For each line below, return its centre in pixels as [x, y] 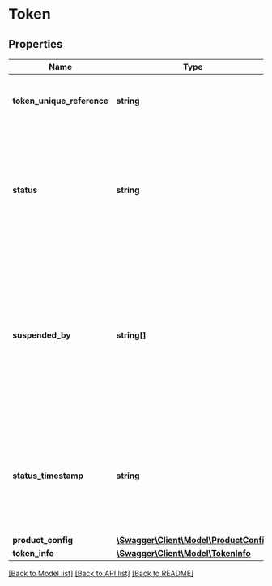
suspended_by [42, 335]
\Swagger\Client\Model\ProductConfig [193, 540]
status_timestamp [48, 476]
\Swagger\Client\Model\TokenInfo [183, 553]
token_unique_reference [61, 101]
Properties [36, 44]
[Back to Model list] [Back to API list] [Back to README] [101, 573]
